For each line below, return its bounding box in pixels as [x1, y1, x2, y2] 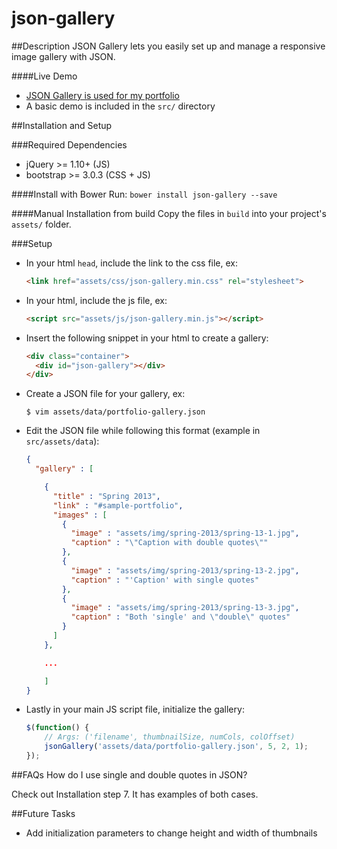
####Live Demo [11, 70, 78, 82]
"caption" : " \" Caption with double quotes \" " [70, 538, 269, 548]
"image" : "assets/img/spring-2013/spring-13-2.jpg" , [70, 565, 300, 576]
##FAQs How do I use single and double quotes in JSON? [11, 768, 248, 781]
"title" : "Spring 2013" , [52, 491, 161, 501]
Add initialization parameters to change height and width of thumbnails [25, 827, 318, 839]
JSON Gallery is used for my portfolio [25, 89, 180, 101]
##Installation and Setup [11, 119, 113, 131]
